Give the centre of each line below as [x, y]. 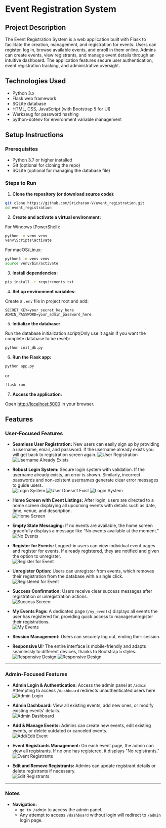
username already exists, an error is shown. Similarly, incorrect [76, 475]
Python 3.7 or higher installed [42, 160]
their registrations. [31, 622]
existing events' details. [36, 710]
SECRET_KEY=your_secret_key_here [40, 310]
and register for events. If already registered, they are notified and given [85, 551]
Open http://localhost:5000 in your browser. [50, 404]
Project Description [36, 27]
